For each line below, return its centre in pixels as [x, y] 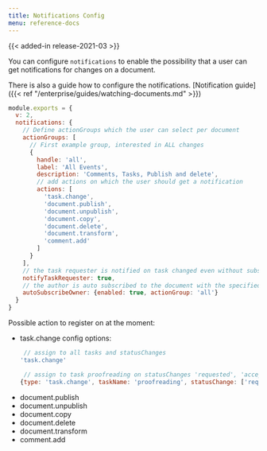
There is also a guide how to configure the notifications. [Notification [121, 85]
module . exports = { [41, 108]
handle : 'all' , [62, 160]
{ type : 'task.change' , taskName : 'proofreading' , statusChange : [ [132, 382]
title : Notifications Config [56, 16]
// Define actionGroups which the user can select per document [131, 130]
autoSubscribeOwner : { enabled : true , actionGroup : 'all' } [120, 293]
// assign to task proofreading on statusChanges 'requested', [130, 375]
